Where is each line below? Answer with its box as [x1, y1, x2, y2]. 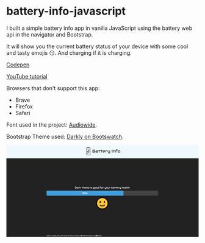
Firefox [15, 102, 34, 110]
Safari [15, 109, 31, 116]
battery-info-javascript [6, 4, 126, 18]
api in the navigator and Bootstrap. [6, 30, 93, 38]
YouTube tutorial [6, 72, 48, 80]
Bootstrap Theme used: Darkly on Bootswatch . [6, 133, 124, 140]
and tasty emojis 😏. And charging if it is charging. [6, 49, 132, 56]
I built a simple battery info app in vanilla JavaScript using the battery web [6, 24, 193, 32]
